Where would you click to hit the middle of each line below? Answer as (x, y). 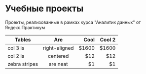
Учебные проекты (44, 9)
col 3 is (16, 48)
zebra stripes (23, 64)
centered (58, 56)
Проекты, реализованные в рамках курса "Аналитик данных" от (73, 22)
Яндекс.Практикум (25, 27)
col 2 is (16, 56)
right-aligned (58, 48)
